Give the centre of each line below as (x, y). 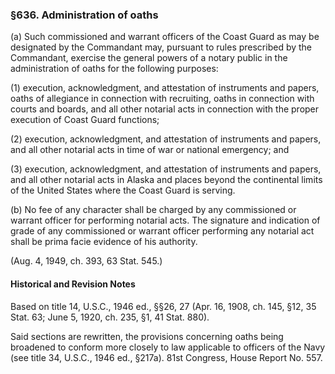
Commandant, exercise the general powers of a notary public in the (149, 58)
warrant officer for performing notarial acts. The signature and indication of (165, 220)
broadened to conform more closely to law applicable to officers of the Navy (168, 347)
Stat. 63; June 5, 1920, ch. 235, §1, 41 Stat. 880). (110, 317)
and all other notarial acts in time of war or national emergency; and (150, 150)
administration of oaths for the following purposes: (114, 69)
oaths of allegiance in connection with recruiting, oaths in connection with (162, 99)
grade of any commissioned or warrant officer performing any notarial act (162, 231)
